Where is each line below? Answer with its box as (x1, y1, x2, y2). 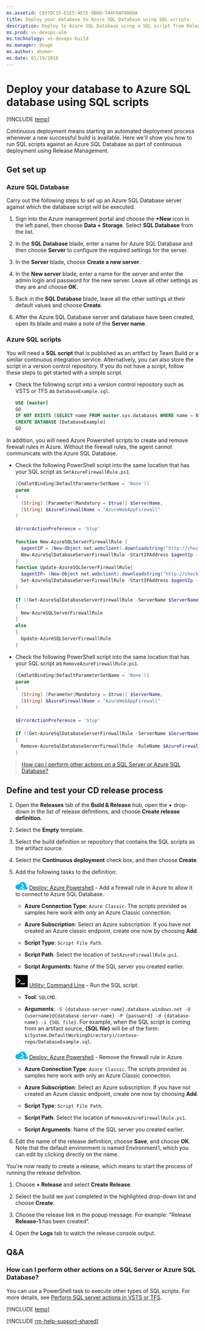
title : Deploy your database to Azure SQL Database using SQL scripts (6, 16, 190, 23)
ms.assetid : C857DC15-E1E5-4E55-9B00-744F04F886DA (6, 10, 138, 16)
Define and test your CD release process (6, 785, 164, 795)
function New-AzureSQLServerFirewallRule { (15, 539, 128, 545)
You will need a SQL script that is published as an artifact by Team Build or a (6, 349, 199, 356)
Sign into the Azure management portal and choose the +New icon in (15, 215, 190, 223)
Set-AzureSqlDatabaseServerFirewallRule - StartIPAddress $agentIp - (21, 577, 199, 584)
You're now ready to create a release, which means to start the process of (6, 1162, 193, 1169)
